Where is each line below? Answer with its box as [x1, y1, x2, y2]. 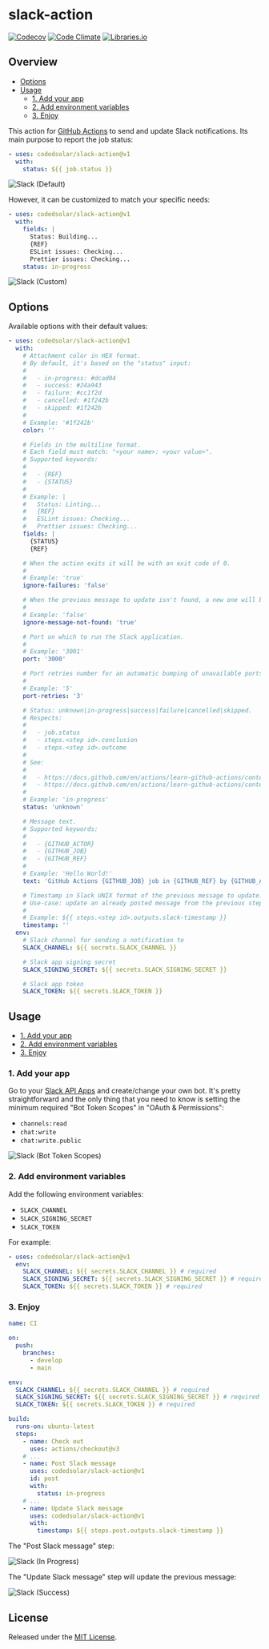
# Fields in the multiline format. [22, 440, 142, 449]
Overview [8, 55, 58, 69]
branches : [22, 1349, 56, 1358]
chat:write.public [19, 1137, 82, 1145]
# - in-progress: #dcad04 [22, 374, 116, 382]
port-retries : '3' [22, 692, 84, 700]
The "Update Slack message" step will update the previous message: [8, 1572, 237, 1582]
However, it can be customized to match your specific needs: [8, 195, 211, 205]
